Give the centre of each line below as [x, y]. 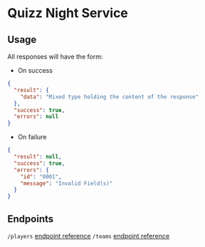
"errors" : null [36, 117]
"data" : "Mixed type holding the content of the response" [110, 97]
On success [35, 70]
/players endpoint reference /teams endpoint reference [88, 236]
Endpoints [31, 219]
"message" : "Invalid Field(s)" [67, 183]
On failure [32, 137]
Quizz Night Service [68, 13]
